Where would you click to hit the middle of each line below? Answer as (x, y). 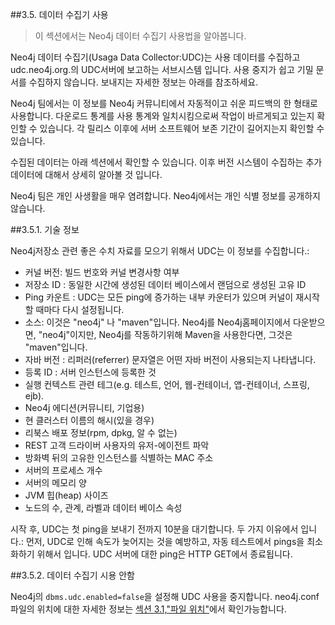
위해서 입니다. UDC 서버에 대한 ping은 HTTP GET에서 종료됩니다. (164, 554)
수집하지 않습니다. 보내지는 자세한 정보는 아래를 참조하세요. (143, 82)
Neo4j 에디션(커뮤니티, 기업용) (84, 407)
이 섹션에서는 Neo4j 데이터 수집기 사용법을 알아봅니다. (140, 36)
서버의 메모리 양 (55, 482)
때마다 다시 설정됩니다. (80, 309)
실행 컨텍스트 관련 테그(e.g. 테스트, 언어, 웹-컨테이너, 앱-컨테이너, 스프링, (167, 384)
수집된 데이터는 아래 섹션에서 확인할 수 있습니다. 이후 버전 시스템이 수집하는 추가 (166, 162)
